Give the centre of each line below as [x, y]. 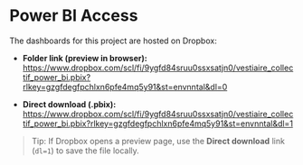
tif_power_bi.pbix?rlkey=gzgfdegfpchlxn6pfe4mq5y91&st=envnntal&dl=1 [158, 124]
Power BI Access [74, 16]
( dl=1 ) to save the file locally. [85, 151]
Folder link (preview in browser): [85, 58]
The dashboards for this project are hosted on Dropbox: [113, 41]
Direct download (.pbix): [69, 104]
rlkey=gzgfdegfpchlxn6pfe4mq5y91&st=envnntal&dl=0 [125, 87]
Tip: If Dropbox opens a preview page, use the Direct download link [158, 141]
